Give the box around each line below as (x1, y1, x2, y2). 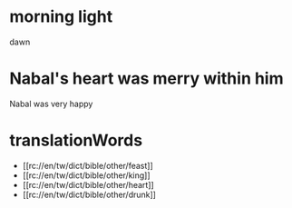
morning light (9, 6, 113, 27)
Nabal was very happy (9, 98, 93, 109)
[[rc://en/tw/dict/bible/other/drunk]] (22, 189, 157, 200)
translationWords (9, 130, 143, 151)
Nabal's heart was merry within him (9, 68, 284, 89)
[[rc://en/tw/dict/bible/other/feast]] (22, 160, 154, 171)
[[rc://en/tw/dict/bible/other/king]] (22, 170, 151, 181)
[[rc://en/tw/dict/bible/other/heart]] (22, 179, 154, 190)
